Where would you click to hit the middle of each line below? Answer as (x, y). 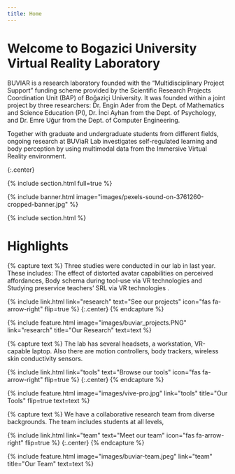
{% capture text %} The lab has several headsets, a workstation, (100, 344)
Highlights (38, 246)
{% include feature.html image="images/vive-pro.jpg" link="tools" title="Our (117, 393)
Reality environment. (37, 156)
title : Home (24, 14)
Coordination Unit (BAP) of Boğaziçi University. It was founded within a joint (116, 97)
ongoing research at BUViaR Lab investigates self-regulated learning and (112, 141)
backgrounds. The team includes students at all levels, (86, 421)
